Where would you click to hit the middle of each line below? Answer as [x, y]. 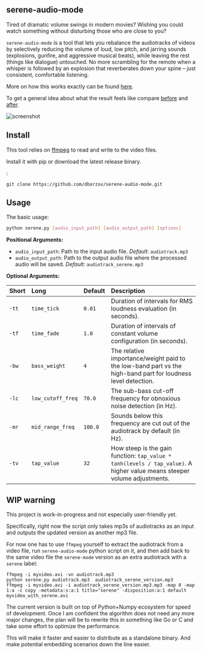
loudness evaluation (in [144, 309]
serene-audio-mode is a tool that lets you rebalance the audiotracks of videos [101, 42]
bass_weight [48, 366]
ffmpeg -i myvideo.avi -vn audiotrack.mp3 [60, 575]
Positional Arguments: [35, 240]
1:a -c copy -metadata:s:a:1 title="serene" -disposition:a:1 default [96, 591]
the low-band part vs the [146, 366]
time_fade [45, 334]
